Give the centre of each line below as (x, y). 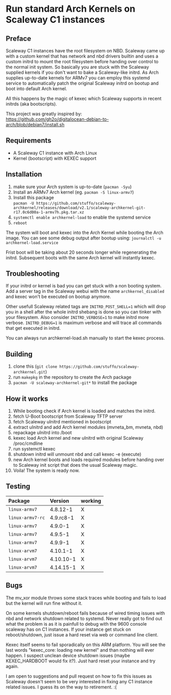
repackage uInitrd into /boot (42, 433)
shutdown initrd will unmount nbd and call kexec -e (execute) (77, 455)
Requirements (28, 141)
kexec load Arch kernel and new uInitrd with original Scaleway (78, 438)
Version (59, 501)
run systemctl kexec (34, 449)
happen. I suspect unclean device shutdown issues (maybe (68, 655)
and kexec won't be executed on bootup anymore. (59, 297)
